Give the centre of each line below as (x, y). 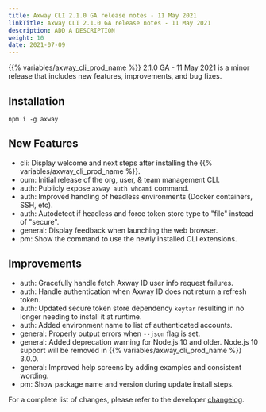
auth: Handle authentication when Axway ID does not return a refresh (133, 291)
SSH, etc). (36, 205)
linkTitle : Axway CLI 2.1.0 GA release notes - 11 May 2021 (110, 23)
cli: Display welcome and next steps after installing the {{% (116, 163)
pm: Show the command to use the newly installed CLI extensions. (128, 238)
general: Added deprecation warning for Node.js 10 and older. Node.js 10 (139, 341)
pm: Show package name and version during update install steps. (127, 384)
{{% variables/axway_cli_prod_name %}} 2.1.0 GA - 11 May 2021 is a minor (129, 67)
